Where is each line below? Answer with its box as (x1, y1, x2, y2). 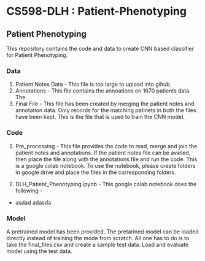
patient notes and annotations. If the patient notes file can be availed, (15, 149, 191, 156)
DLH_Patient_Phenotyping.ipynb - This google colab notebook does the (15, 180, 197, 187)
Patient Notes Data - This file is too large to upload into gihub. (15, 81, 172, 88)
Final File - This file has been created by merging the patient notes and (15, 100, 195, 108)
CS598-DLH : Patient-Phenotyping (6, 4, 187, 18)
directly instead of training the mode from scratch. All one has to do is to (6, 234, 190, 241)
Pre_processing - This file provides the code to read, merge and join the (15, 142, 198, 149)
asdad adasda (15, 199, 52, 206)
